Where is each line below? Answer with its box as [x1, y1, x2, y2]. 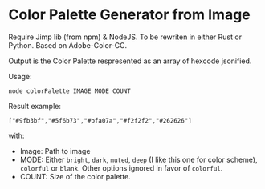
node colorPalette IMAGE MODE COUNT [8, 86, 131, 95]
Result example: [8, 101, 62, 111]
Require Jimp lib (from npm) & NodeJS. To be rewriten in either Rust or [8, 32, 243, 42]
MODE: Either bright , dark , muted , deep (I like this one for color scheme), [19, 155, 258, 164]
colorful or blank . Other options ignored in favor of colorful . [19, 163, 223, 173]
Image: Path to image [19, 146, 91, 155]
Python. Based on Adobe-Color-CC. [8, 40, 128, 50]
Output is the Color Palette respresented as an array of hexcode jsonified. [8, 56, 252, 66]
